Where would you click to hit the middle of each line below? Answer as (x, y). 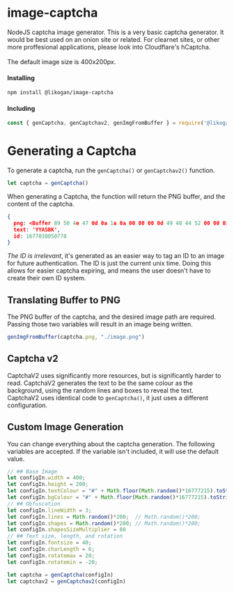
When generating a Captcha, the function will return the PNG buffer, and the (116, 196)
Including (21, 108)
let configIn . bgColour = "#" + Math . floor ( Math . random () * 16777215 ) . (109, 498)
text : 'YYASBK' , (37, 229)
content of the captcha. (41, 204)
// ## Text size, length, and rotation (65, 536)
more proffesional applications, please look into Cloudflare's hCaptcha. (109, 47)
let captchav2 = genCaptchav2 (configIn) (67, 581)
